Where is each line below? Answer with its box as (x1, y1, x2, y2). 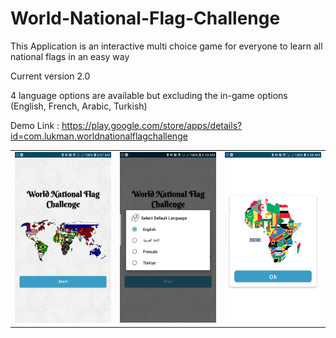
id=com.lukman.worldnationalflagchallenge (10, 130, 188, 142)
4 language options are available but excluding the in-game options (10, 89, 288, 101)
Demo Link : (10, 119, 60, 131)
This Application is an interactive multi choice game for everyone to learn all (10, 40, 323, 52)
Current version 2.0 (10, 70, 91, 82)
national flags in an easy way (10, 50, 130, 62)
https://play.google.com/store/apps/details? (61, 119, 243, 131)
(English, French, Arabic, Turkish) (10, 100, 148, 112)
